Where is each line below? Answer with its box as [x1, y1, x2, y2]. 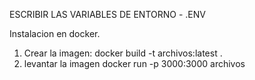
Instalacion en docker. [9, 28, 101, 39]
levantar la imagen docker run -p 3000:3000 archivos [23, 58, 246, 69]
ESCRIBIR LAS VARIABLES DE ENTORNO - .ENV [9, 9, 206, 20]
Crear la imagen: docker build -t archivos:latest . [23, 47, 223, 59]
